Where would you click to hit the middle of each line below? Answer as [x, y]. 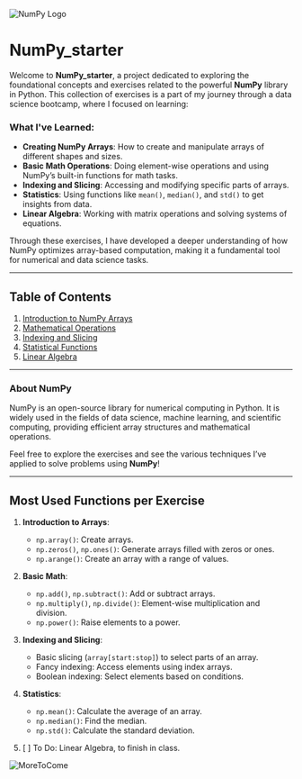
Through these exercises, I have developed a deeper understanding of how [149, 241]
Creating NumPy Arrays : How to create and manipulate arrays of [143, 147]
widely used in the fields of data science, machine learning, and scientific [145, 418]
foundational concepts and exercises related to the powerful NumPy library [149, 85]
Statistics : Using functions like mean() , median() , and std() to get [143, 195]
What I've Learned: [52, 127]
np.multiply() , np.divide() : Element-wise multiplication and [148, 603]
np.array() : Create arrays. [84, 539]
